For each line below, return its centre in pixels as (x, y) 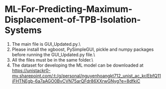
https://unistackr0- (31, 70)
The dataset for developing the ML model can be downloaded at (78, 65)
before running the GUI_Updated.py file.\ (53, 54)
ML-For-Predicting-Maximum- (69, 9)
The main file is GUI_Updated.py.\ (46, 44)
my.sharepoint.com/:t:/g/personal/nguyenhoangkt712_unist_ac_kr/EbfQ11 (86, 76)
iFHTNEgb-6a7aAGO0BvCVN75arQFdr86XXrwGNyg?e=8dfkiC (76, 81)
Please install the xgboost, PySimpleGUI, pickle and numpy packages (83, 49)
